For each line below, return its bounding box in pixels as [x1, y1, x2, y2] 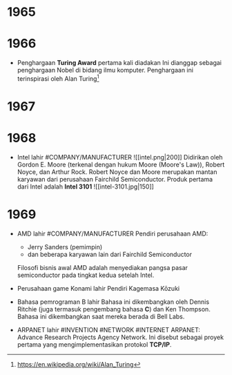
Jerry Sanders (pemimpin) [27, 242, 103, 251]
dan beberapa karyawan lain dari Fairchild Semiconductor [27, 250, 192, 258]
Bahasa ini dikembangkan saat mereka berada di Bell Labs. [17, 312, 185, 320]
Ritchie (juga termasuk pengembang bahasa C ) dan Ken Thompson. [17, 305, 211, 313]
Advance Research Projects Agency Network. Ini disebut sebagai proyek [17, 333, 224, 341]
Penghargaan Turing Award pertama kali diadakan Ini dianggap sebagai [17, 59, 222, 67]
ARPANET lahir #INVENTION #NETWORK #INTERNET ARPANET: [17, 325, 200, 334]
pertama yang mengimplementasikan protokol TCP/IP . [17, 340, 172, 349]
